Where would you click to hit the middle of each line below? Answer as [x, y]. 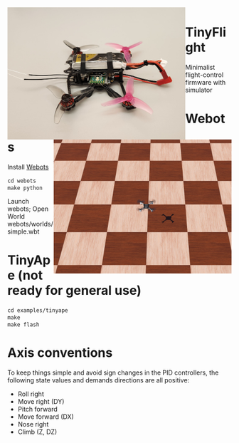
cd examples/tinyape [38, 310]
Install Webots [28, 167]
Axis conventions [60, 353]
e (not [25, 275]
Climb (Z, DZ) [37, 432]
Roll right [31, 394]
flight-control [205, 75]
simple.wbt [23, 231]
